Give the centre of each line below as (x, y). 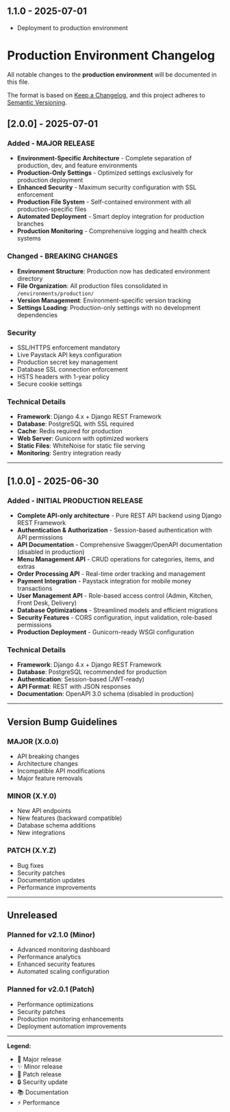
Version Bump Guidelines (62, 722)
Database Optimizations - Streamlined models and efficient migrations (117, 610)
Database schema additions (56, 825)
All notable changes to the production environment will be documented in (112, 74)
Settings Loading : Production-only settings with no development (108, 307)
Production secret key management (67, 362)
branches (30, 224)
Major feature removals (50, 778)
